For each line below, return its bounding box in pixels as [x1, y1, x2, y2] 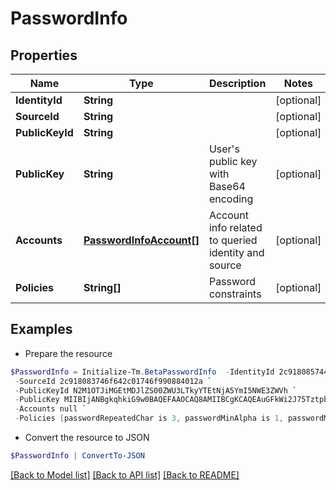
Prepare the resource [24, 347, 113, 359]
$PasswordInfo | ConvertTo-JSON [10, 451, 145, 461]
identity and [208, 246, 265, 259]
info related [208, 221, 263, 234]
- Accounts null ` [14, 404, 87, 414]
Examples [10, 321, 73, 338]
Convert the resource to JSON [24, 432, 150, 444]
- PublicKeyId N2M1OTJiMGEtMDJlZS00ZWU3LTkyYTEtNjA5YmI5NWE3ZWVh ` [14, 385, 298, 396]
